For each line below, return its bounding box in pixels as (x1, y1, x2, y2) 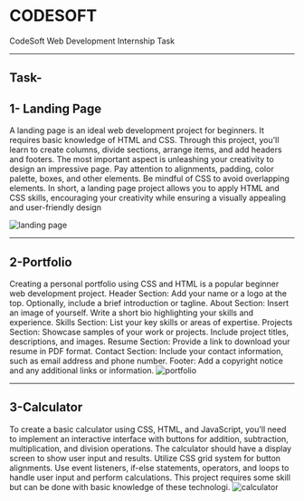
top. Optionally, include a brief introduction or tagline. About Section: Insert (9, 297, 290, 308)
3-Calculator (9, 400, 83, 415)
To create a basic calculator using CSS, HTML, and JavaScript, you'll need (9, 423, 287, 435)
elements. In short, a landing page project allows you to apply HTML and (9, 183, 280, 194)
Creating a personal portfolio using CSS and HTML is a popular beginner (9, 278, 280, 289)
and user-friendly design (9, 202, 102, 213)
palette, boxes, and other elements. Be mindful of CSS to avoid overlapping (9, 173, 290, 184)
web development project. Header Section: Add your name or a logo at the (9, 287, 288, 299)
